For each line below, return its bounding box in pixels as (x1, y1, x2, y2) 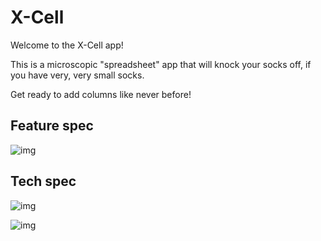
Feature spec (10, 117, 94, 135)
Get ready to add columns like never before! (10, 88, 192, 100)
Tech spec (10, 173, 77, 190)
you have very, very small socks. (10, 69, 145, 81)
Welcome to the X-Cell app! (10, 39, 124, 51)
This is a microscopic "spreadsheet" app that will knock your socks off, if (10, 58, 312, 70)
